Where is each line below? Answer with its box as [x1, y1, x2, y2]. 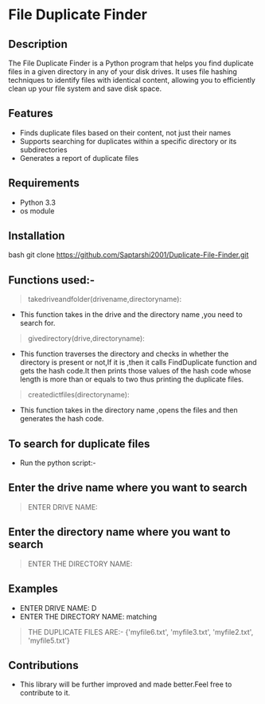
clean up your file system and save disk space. [8, 84, 162, 93]
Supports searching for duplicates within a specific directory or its [19, 136, 237, 146]
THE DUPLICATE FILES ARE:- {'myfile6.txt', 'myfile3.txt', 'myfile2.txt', [27, 627, 254, 636]
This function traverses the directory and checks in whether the [19, 349, 229, 359]
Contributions [8, 659, 79, 672]
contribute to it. [19, 688, 71, 698]
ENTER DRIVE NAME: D [19, 603, 97, 612]
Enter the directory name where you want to [8, 526, 231, 539]
